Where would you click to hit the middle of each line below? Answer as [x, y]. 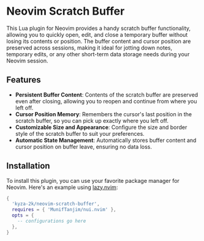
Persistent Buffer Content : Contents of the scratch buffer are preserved [107, 95]
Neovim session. [27, 61]
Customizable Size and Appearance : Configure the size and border [101, 127]
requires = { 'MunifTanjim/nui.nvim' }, [64, 210]
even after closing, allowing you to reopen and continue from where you [106, 101]
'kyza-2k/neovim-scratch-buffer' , [56, 204]
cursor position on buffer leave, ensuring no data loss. [83, 146]
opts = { [23, 215]
